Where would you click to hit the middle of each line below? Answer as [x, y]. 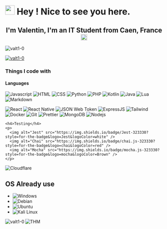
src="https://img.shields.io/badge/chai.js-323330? [100, 141]
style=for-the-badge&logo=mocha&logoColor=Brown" [58, 155]
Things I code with [28, 71]
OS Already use [30, 184]
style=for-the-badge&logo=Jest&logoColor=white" [57, 137]
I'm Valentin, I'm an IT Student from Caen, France [84, 30]
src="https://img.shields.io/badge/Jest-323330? [97, 133]
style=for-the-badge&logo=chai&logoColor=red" [54, 146]
